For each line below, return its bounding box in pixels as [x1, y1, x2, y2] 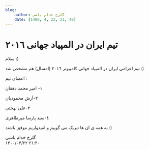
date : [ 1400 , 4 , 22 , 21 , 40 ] [14, 17, 76, 22]
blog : [5, 7, 17, 13]
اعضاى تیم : [5, 75, 27, 81]
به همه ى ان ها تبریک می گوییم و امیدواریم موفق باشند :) [5, 125, 112, 131]
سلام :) [5, 55, 19, 62]
